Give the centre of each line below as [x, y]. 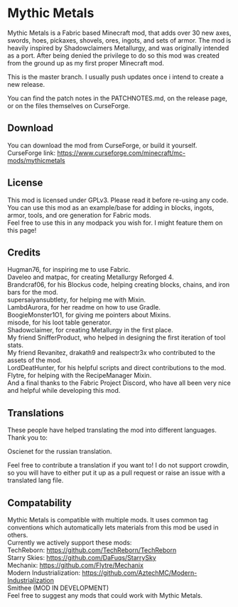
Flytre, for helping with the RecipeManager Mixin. [80, 376]
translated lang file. [36, 480]
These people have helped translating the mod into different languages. [112, 430]
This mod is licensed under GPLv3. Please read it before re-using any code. [118, 200]
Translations [36, 413]
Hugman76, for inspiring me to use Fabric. [69, 270]
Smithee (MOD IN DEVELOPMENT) [58, 588]
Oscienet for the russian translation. [60, 452]
